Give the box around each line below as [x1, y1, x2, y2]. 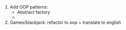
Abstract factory [17, 9, 50, 15]
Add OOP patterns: [9, 4, 48, 10]
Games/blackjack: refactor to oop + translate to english [9, 19, 122, 25]
